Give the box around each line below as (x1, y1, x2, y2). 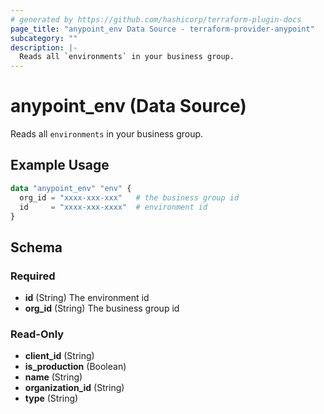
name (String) (24, 371, 83, 383)
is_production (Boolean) (24, 361, 127, 373)
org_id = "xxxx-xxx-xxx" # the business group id (19, 192, 240, 203)
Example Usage (10, 157, 110, 174)
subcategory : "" (10, 33, 78, 43)
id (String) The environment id (24, 292, 150, 304)
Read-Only (10, 327, 65, 341)
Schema (10, 239, 63, 256)
